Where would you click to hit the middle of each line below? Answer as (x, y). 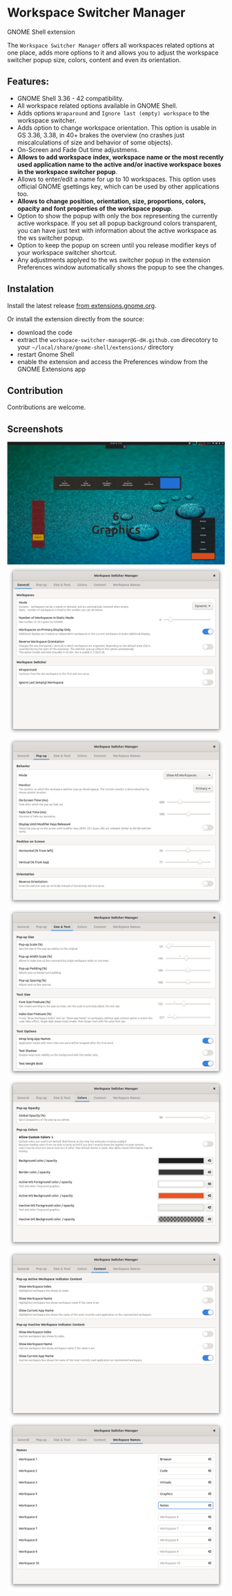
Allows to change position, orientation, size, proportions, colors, (111, 201)
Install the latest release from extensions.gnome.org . (82, 305)
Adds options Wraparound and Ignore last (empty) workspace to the (113, 113)
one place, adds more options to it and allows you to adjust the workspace (113, 53)
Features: (28, 82)
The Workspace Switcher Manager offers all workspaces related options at (111, 45)
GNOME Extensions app (51, 369)
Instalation (30, 289)
